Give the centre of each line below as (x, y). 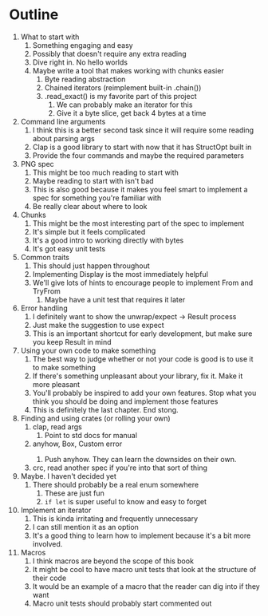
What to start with (50, 37)
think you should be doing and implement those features (125, 401)
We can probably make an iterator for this (124, 105)
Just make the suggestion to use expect (98, 325)
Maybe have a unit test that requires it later (115, 299)
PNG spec (37, 164)
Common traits (45, 257)
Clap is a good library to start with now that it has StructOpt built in (142, 147)
